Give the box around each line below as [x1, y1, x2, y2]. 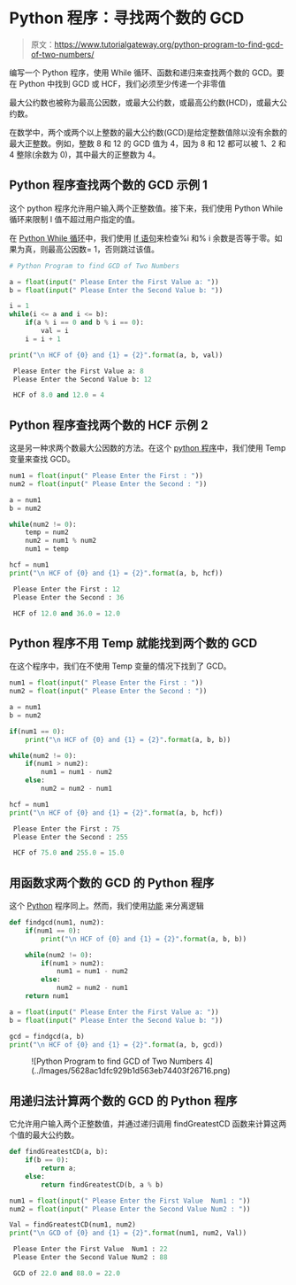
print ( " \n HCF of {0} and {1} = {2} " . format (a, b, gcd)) [9, 1040, 224, 1049]
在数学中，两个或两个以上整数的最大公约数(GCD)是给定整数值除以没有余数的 [9, 127, 287, 137]
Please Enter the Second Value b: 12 [12, 375, 152, 383]
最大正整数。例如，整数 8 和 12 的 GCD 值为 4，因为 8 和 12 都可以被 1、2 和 [9, 138, 287, 149]
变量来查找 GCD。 [9, 453, 75, 465]
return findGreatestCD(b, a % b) [41, 1180, 164, 1189]
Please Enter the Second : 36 [12, 592, 125, 602]
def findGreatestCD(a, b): [9, 1148, 109, 1157]
